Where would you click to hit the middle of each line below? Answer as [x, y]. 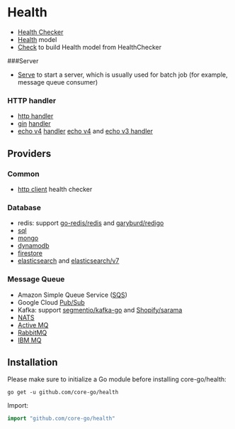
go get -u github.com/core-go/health [63, 392]
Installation [33, 362]
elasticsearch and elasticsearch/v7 [68, 261]
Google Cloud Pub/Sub [51, 302]
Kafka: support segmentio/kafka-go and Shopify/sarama [100, 310]
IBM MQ [29, 340]
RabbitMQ [32, 332]
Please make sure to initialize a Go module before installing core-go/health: [117, 379]
